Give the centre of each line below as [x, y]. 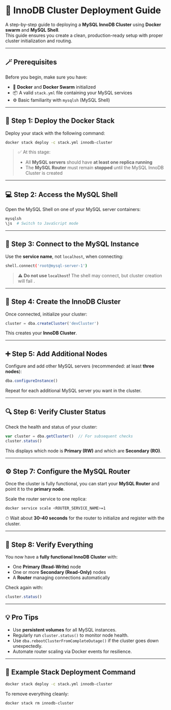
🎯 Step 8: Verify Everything [49, 545]
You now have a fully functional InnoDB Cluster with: [62, 557]
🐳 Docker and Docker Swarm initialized [54, 87]
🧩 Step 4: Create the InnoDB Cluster [63, 302]
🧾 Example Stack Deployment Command [70, 672]
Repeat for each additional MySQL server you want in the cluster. [74, 391]
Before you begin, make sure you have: [46, 77]
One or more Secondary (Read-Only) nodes [59, 572]
